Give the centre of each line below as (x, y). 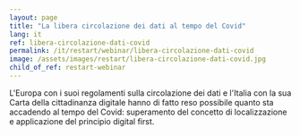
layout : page (34, 17)
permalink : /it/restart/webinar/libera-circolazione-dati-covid (132, 51)
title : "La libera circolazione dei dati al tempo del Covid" (128, 26)
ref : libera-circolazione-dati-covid (80, 42)
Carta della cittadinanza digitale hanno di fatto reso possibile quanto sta (141, 102)
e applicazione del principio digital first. (82, 121)
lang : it (26, 34)
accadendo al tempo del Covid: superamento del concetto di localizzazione (148, 112)
